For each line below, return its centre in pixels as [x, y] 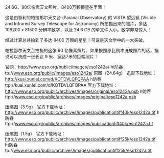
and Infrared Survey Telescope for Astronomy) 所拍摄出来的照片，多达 [76, 24]
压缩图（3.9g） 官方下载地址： [36, 107]
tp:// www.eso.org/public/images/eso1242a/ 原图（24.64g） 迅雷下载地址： [81, 73]
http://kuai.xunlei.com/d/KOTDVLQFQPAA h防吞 [53, 79]
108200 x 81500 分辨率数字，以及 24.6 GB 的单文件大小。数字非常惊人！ [78, 30]
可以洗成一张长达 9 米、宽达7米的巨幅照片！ [54, 57]
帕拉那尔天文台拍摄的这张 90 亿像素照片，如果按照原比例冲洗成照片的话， [80, 50]
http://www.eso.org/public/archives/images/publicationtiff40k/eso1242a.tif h [82, 112]
